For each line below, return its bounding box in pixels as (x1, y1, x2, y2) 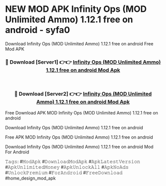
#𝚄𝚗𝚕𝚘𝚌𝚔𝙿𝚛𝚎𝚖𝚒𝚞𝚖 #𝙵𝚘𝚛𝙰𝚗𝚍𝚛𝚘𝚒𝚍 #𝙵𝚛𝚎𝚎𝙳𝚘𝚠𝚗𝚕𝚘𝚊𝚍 (5, 169, 123, 176)
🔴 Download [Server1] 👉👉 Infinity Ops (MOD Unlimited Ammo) (5, 58, 161, 65)
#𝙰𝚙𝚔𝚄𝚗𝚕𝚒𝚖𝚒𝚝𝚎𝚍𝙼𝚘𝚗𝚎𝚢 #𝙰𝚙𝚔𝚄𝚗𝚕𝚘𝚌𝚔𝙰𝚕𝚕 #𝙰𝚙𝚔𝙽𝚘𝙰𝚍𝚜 (5, 164, 129, 170)
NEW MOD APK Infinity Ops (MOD (5, 3, 147, 15)
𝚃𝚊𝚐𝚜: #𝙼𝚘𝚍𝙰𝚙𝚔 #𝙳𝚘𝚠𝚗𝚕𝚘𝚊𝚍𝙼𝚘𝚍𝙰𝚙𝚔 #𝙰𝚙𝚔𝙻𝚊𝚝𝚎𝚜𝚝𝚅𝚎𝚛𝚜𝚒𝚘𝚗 (5, 158, 141, 164)
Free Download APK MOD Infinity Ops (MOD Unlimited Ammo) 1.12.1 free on (5, 110, 158, 115)
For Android (5, 149, 30, 155)
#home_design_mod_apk (5, 175, 56, 181)
